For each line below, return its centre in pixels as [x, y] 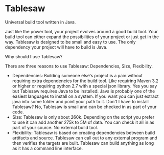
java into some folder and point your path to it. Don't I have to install [80, 101]
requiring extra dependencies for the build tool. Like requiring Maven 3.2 [85, 81]
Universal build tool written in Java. [40, 22]
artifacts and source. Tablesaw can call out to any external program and [85, 138]
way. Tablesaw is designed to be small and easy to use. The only [70, 42]
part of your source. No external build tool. [55, 127]
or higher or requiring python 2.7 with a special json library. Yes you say [84, 86]
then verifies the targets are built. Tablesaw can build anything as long [83, 143]
